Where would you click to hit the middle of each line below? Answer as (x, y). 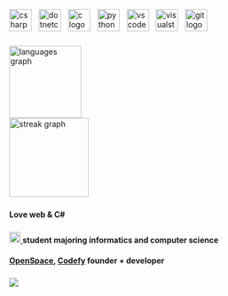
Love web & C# (37, 215)
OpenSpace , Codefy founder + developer (87, 260)
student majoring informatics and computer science (120, 240)
